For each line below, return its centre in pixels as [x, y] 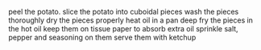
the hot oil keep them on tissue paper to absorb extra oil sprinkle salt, [124, 29]
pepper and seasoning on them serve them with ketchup [102, 37]
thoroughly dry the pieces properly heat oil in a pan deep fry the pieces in [131, 20]
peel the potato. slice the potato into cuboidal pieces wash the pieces [124, 12]
